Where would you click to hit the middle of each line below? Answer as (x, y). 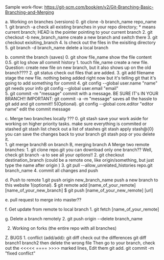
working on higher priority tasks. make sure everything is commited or (76, 124)
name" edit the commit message (38, 109)
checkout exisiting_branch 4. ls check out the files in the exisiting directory (80, 43)
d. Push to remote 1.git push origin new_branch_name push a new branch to (82, 180)
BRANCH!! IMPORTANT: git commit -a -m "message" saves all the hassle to (81, 99)
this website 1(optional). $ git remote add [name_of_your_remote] (70, 185)
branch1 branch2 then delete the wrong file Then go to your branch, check (80, 243)
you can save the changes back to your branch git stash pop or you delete (80, 134)
